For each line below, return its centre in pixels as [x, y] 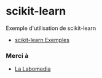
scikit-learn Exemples [42, 40]
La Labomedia [33, 69]
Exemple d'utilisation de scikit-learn [51, 28]
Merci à [17, 55]
